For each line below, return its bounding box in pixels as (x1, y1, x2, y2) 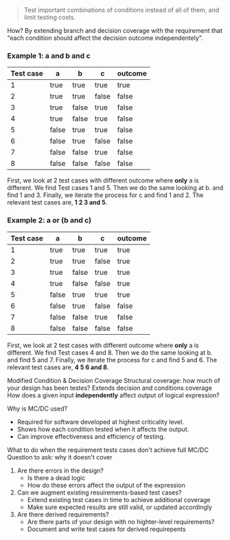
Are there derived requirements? (16, 510, 109, 519)
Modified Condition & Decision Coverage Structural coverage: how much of (7, 376, 220, 384)
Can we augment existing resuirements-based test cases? (16, 488, 182, 497)
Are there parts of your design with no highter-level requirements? (27, 517, 215, 526)
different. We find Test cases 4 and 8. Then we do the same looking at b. (7, 348, 213, 357)
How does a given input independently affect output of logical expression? (7, 391, 220, 399)
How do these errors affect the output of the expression (27, 481, 185, 489)
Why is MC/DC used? (7, 404, 68, 413)
